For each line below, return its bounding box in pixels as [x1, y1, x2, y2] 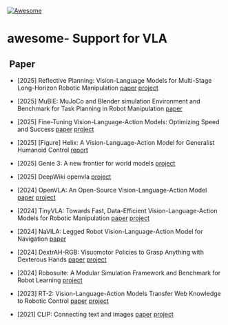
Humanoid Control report [17, 146, 88, 154]
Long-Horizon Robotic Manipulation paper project [17, 83, 158, 92]
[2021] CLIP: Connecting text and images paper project [17, 311, 174, 318]
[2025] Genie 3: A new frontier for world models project [17, 159, 176, 167]
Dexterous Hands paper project [17, 255, 107, 264]
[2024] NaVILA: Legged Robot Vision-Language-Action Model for [17, 228, 203, 235]
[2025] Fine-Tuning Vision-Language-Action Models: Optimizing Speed [17, 118, 220, 126]
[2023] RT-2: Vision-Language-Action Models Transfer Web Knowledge [17, 290, 222, 297]
